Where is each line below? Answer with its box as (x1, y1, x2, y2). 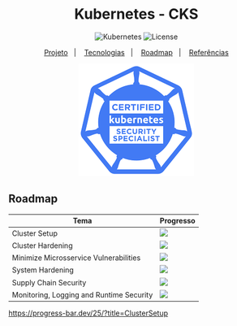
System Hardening (11, 265, 75, 275)
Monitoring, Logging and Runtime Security (11, 289, 153, 299)
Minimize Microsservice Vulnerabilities (11, 253, 141, 263)
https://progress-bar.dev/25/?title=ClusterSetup (8, 308, 169, 318)
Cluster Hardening (11, 241, 73, 250)
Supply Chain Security (11, 277, 87, 287)
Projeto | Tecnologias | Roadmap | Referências (44, 47, 229, 57)
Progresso (159, 216, 196, 226)
